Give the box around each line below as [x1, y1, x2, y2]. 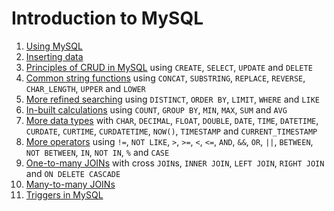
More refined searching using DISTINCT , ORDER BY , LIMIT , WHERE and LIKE [25, 93, 320, 105]
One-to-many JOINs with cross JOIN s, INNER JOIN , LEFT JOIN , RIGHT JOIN [25, 157, 325, 169]
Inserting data [25, 50, 84, 62]
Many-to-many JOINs [25, 178, 116, 190]
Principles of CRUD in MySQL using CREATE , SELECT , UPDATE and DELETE [25, 61, 313, 73]
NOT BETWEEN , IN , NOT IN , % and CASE [25, 146, 170, 158]
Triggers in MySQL [25, 188, 104, 201]
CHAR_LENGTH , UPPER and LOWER [25, 82, 146, 94]
